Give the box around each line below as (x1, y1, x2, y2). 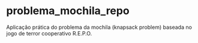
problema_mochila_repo (6, 4, 130, 18)
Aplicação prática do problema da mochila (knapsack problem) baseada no (6, 24, 192, 31)
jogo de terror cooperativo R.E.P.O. (6, 29, 92, 37)
